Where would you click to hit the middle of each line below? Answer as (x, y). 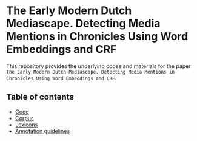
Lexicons (26, 125)
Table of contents (40, 97)
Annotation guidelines (42, 131)
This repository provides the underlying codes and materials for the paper (98, 66)
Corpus (25, 118)
